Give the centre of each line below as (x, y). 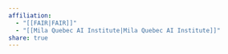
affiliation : (30, 15)
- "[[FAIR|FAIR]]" (47, 23)
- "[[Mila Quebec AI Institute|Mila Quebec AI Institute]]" (118, 30)
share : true (28, 38)
